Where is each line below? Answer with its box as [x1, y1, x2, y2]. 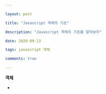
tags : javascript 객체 [5, 47, 50, 52]
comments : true [5, 56, 37, 61]
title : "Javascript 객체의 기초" [5, 20, 70, 25]
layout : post [5, 11, 32, 16]
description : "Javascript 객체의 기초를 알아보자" [5, 29, 102, 35]
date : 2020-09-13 [5, 38, 41, 44]
